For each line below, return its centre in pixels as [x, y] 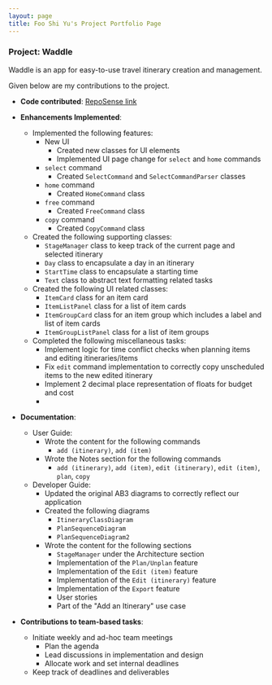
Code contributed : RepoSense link [78, 101]
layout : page [30, 16]
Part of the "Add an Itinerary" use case [121, 606]
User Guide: [52, 433]
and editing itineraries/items [91, 358]
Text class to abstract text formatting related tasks [129, 280]
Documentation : [48, 417]
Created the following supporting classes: [102, 236]
